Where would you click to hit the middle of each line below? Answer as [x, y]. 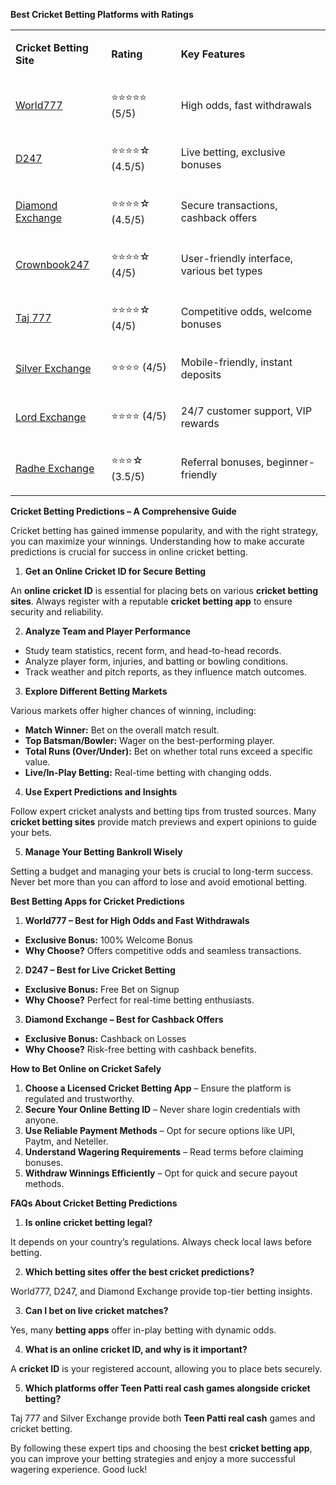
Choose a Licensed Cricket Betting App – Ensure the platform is [158, 1088]
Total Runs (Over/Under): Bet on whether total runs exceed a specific [169, 751]
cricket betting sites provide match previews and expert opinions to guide [163, 822]
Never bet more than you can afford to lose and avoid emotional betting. [159, 882]
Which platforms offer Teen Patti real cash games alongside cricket [167, 1388]
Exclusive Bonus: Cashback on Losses [105, 1038]
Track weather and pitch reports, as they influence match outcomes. [166, 672]
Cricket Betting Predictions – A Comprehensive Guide [123, 511]
